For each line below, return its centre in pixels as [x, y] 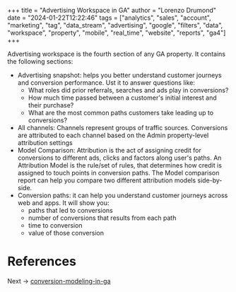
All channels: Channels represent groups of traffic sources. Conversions [123, 128]
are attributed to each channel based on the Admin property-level [113, 135]
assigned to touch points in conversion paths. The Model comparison [118, 173]
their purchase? [51, 105]
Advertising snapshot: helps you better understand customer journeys [120, 75]
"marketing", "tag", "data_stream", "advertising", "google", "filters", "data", [115, 25]
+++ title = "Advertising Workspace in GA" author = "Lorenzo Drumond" [112, 10]
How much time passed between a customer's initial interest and [122, 98]
